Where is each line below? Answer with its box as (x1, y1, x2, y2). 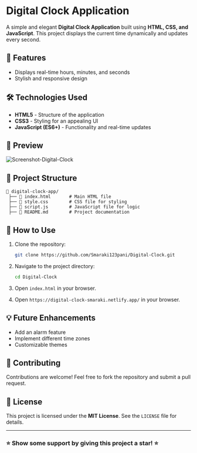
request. (6, 380, 26, 387)
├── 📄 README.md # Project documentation (8, 209, 130, 215)
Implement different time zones (14, 334, 90, 342)
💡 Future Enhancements (6, 313, 96, 323)
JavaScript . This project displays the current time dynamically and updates (6, 29, 188, 36)
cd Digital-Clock (14, 274, 57, 280)
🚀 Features (6, 53, 46, 63)
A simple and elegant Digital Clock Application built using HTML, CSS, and (6, 23, 189, 31)
